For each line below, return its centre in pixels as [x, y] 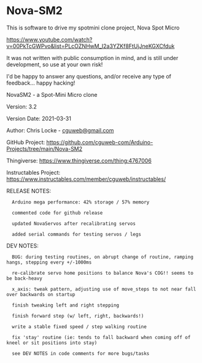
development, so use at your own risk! [55, 64]
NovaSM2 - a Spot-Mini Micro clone [52, 94]
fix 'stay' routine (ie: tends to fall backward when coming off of [101, 337]
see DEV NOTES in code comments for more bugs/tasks [81, 353]
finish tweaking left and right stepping [66, 305]
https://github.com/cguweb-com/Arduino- [100, 142]
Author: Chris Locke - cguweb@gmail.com [60, 130]
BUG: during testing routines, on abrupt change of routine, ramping [103, 257]
